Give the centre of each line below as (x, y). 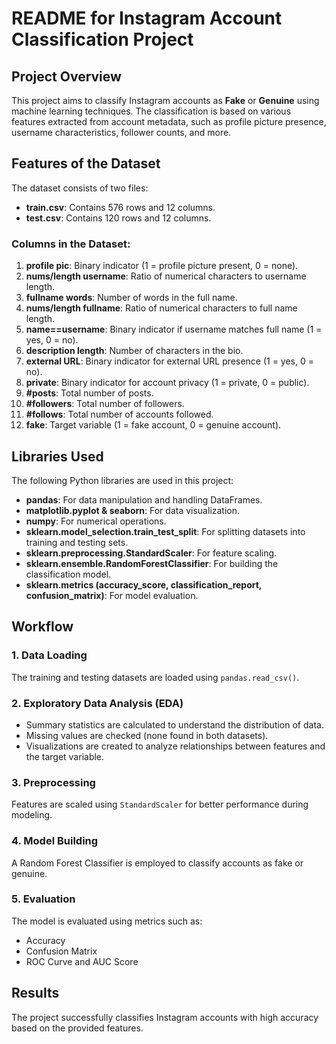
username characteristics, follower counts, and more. (121, 132)
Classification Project (102, 39)
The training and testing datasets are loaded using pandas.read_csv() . (155, 677)
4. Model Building (55, 841)
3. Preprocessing (53, 782)
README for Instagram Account (147, 18)
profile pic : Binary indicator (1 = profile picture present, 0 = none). (162, 266)
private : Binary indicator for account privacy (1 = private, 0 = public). (167, 383)
